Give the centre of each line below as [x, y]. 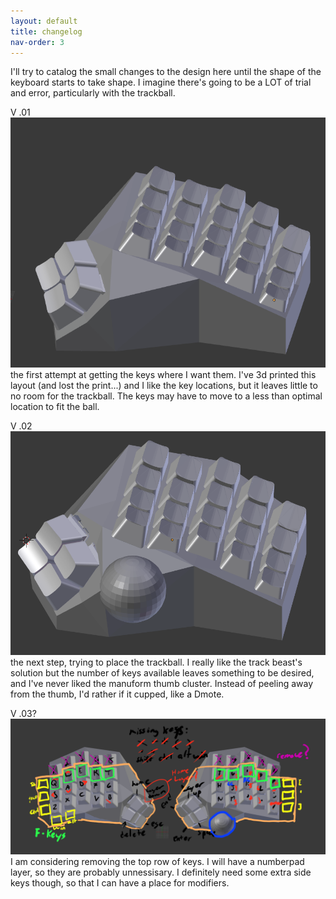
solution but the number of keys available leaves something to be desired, [162, 672]
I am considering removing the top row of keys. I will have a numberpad [157, 862]
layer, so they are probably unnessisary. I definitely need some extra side [161, 872]
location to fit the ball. [55, 406]
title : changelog [46, 31]
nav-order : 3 [37, 42]
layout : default [44, 21]
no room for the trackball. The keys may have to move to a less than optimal [166, 396]
